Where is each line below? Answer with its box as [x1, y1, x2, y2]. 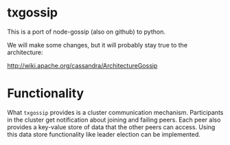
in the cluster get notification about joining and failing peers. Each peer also [7, 115, 221, 124]
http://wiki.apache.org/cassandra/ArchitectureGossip [7, 61, 158, 69]
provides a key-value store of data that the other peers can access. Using [7, 122, 216, 131]
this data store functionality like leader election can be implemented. [7, 130, 201, 138]
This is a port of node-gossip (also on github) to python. [7, 27, 166, 36]
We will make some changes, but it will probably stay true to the [7, 41, 187, 49]
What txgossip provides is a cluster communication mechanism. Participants [7, 108, 224, 116]
